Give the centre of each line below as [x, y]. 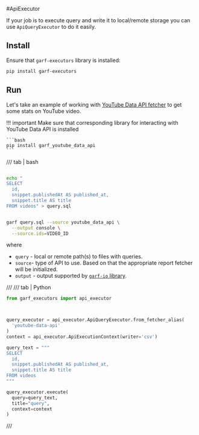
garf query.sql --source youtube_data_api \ [63, 222]
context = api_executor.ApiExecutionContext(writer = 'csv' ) [82, 337]
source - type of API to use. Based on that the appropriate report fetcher [104, 263]
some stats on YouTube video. [44, 111]
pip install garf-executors [42, 71]
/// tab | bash [22, 161]
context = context [32, 409]
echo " [14, 178]
